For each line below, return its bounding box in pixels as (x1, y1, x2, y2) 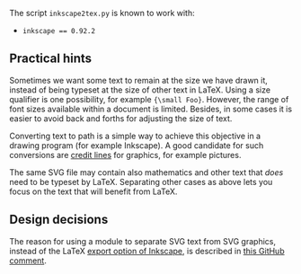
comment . (9, 255, 47, 266)
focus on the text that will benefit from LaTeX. (9, 186, 178, 197)
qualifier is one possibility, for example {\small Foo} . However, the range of (9, 93, 289, 104)
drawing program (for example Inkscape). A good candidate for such (9, 139, 264, 151)
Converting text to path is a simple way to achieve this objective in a (9, 130, 261, 141)
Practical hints (9, 51, 93, 66)
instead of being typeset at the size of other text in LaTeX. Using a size (9, 84, 271, 95)
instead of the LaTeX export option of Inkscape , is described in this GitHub (9, 245, 285, 256)
